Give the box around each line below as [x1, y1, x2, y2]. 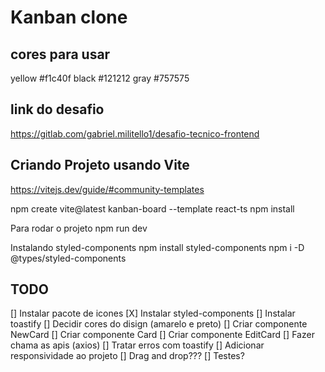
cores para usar [10, 46, 111, 63]
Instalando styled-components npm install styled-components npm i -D [10, 241, 305, 253]
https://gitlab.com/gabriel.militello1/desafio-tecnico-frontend [10, 127, 260, 140]
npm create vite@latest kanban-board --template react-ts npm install [10, 202, 295, 215]
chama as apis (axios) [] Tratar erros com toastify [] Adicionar [10, 339, 265, 351]
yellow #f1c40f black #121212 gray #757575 [10, 72, 190, 84]
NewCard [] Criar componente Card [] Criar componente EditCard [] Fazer [10, 329, 315, 341]
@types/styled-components [10, 252, 127, 264]
